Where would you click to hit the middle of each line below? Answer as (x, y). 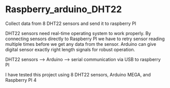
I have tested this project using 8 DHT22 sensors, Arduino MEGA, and (78, 74)
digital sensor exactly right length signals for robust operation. (70, 49)
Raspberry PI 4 (21, 80)
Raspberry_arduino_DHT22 (64, 9)
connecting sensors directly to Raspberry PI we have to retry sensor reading (85, 39)
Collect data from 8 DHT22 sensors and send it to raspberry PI (71, 23)
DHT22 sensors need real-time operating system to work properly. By (78, 33)
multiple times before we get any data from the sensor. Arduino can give (81, 44)
